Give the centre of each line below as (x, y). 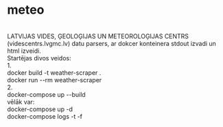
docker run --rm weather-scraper (55, 80)
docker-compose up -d (40, 109)
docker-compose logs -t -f (45, 116)
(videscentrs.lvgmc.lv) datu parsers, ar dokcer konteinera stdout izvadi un (111, 43)
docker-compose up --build (46, 94)
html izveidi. (24, 51)
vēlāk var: (21, 102)
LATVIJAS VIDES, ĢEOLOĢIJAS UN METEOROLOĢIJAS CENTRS (98, 36)
